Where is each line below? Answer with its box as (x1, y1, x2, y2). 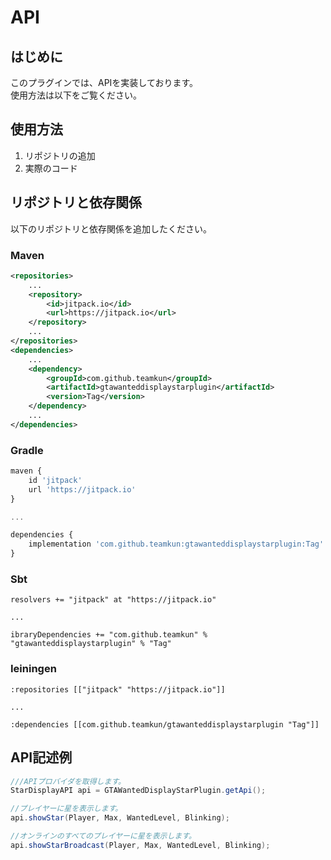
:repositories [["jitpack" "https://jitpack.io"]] (10, 684, 226, 695)
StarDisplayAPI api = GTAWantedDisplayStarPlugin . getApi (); (10, 786, 267, 796)
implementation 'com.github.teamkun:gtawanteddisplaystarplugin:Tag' (28, 539, 325, 550)
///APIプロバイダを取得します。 (10, 776, 126, 786)
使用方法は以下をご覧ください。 (10, 89, 142, 101)
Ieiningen (10, 662, 57, 676)
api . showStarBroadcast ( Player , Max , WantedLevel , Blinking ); (10, 840, 271, 850)
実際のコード (24, 162, 78, 174)
